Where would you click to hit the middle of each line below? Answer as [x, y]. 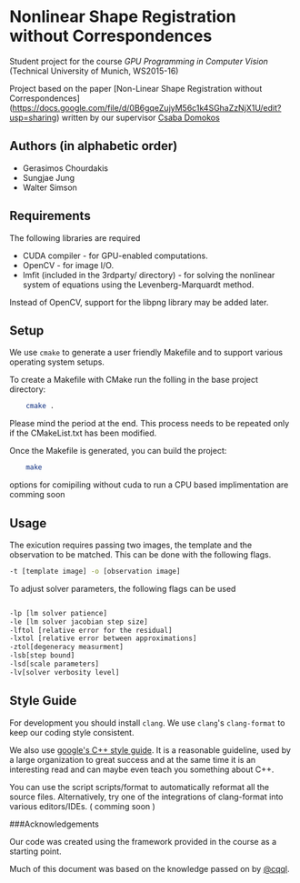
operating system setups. [57, 362]
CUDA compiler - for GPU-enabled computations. [115, 256]
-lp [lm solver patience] [58, 613]
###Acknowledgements [55, 824]
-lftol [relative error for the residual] [91, 630]
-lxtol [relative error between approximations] [103, 638]
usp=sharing [33, 117]
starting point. [35, 851]
